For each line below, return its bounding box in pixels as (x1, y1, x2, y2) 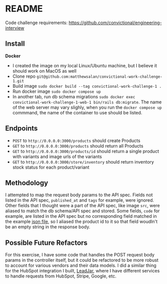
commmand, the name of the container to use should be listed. (12, 109, 142, 115)
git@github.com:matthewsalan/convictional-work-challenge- (37, 74, 163, 79)
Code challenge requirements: (5, 20, 68, 26)
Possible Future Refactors (5, 238, 88, 247)
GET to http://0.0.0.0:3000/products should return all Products (12, 143, 144, 149)
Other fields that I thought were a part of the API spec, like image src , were (5, 203, 160, 209)
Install (5, 40, 25, 48)
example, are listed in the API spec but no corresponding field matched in (5, 213, 157, 219)
